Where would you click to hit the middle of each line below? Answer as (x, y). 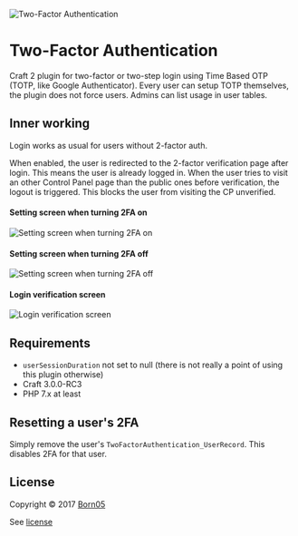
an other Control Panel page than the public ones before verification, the (144, 182)
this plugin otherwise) (63, 375)
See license (31, 521)
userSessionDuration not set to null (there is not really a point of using (153, 365)
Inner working (50, 124)
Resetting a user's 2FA (74, 422)
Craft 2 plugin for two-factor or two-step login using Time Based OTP (139, 75)
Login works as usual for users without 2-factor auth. (109, 145)
